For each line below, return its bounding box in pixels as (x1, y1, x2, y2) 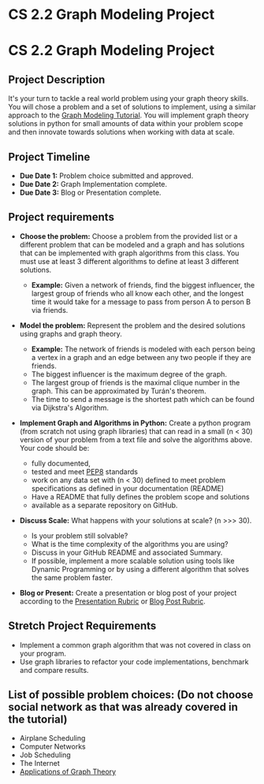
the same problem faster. (31, 573, 113, 582)
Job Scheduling (19, 750, 71, 760)
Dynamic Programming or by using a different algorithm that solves (31, 564, 250, 574)
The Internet (19, 759, 61, 768)
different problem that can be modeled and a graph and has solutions (19, 240, 245, 249)
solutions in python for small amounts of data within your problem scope (8, 119, 244, 128)
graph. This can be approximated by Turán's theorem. (31, 386, 206, 396)
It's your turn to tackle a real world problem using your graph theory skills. (8, 94, 249, 103)
